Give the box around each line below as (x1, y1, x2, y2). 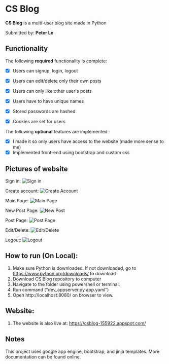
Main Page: (5, 198, 29, 204)
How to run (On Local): (5, 251, 78, 260)
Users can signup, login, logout (12, 67, 78, 74)
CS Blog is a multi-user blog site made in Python (5, 20, 107, 26)
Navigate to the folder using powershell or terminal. (12, 281, 120, 287)
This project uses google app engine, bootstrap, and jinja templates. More (5, 348, 160, 354)
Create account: (5, 188, 39, 194)
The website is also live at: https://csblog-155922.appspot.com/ (12, 320, 146, 326)
